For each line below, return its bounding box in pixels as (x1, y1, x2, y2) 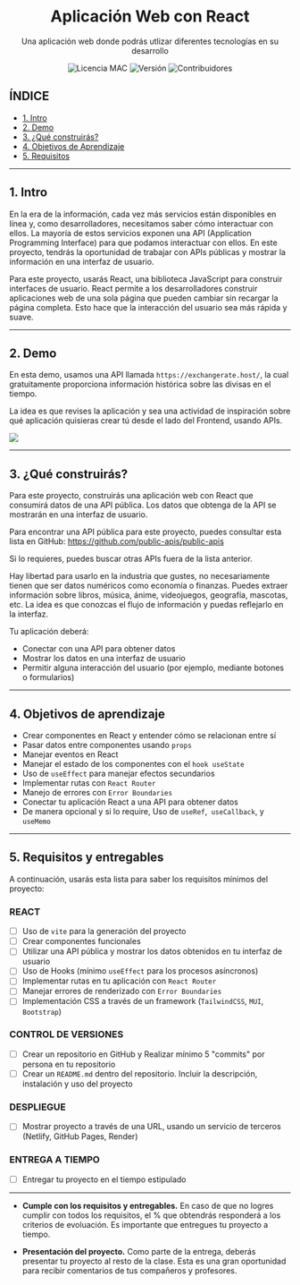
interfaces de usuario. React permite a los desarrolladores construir (9, 283, 258, 294)
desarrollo (130, 45, 170, 55)
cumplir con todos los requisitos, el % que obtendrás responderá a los (21, 1210, 281, 1221)
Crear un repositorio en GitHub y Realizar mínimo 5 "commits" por (21, 1049, 265, 1059)
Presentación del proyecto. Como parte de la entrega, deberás (21, 1246, 256, 1256)
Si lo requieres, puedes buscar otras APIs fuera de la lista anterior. (9, 553, 253, 565)
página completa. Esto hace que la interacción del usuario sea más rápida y (9, 302, 287, 312)
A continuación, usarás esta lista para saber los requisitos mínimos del (9, 873, 269, 884)
